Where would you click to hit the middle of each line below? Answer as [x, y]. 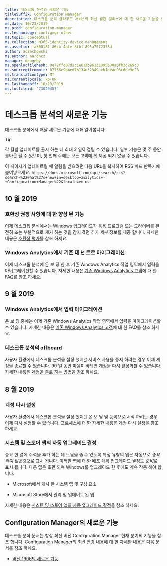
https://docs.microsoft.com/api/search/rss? [78, 173]
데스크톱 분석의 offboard [34, 348]
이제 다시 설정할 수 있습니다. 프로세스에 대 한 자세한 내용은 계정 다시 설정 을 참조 [82, 423]
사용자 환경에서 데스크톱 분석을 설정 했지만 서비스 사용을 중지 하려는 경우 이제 [80, 360]
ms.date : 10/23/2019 [27, 24]
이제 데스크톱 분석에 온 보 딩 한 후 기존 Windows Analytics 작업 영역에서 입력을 [82, 264]
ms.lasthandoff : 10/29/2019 [34, 84]
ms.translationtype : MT [30, 75]
